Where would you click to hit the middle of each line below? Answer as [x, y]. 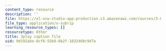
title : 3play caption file [33, 37]
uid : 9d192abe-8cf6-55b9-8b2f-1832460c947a [51, 41]
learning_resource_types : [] [35, 28]
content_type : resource [30, 9]
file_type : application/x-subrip [40, 23]
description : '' [22, 14]
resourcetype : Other [26, 32]
